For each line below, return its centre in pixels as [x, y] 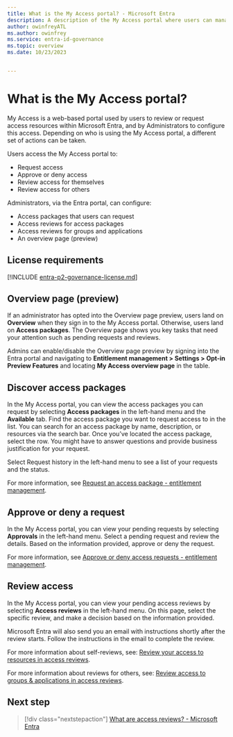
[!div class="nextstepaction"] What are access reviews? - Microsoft [121, 719]
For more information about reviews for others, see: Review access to [106, 673]
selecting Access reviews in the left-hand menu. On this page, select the [112, 610]
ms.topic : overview [35, 46]
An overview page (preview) [58, 238]
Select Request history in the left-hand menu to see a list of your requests [113, 462]
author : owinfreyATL [37, 26]
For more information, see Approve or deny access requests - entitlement [112, 557]
